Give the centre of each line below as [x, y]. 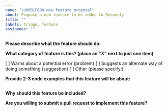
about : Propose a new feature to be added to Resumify [65, 15]
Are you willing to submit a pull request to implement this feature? [76, 103]
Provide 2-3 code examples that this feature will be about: [68, 79]
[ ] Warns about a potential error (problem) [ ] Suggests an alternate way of [84, 63]
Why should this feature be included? [46, 93]
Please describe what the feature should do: [53, 43]
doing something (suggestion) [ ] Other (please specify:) [64, 69]
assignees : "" [20, 29]
